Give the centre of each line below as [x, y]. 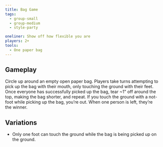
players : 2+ [17, 41]
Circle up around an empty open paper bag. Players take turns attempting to [82, 81]
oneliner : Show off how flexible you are [48, 37]
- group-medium [25, 23]
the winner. [16, 107]
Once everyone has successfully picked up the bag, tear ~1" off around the [81, 92]
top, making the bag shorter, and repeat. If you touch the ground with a [76, 97]
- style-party [24, 28]
